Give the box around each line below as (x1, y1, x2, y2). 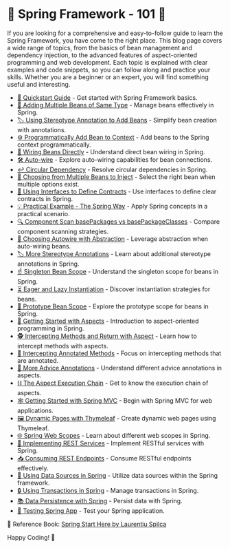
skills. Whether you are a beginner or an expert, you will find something (7, 72, 209, 81)
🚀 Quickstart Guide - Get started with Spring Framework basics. (16, 93, 198, 102)
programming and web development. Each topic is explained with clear (7, 58, 208, 66)
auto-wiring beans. (16, 242, 71, 250)
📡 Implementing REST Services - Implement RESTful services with (16, 439, 205, 447)
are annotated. (16, 356, 59, 364)
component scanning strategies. (16, 227, 109, 235)
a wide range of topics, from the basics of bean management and (7, 43, 192, 52)
